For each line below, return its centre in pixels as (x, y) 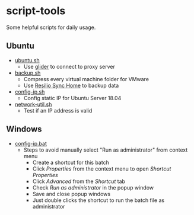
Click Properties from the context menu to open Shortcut (102, 169)
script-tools (36, 11)
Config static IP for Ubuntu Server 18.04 (72, 98)
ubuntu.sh (27, 60)
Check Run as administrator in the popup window (93, 187)
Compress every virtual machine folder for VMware (86, 79)
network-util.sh (33, 104)
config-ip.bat (31, 143)
